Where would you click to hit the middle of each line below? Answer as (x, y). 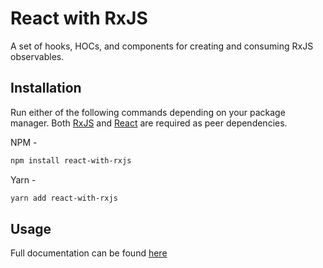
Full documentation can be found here (89, 253)
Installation (46, 88)
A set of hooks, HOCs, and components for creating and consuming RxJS (162, 46)
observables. (37, 56)
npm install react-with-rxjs (71, 160)
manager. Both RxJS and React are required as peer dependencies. (149, 123)
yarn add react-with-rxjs (64, 198)
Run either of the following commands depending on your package (148, 112)
